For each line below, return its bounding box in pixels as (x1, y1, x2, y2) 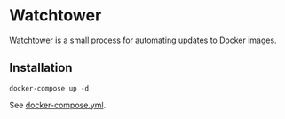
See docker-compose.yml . (9, 99, 107, 110)
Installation (9, 60, 73, 75)
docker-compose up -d (9, 83, 90, 93)
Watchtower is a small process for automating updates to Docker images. (9, 35, 277, 45)
